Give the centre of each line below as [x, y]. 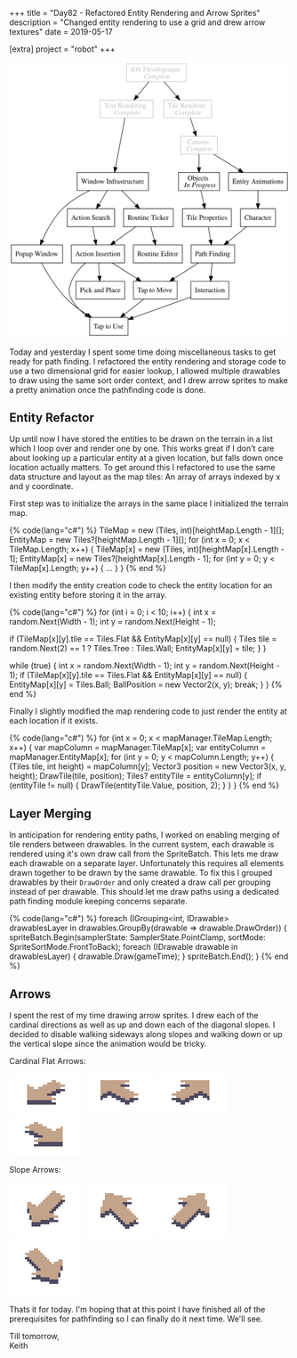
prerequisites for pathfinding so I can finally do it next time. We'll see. [136, 1319]
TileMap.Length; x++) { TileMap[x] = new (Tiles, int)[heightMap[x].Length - [147, 549]
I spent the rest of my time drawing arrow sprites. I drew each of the [134, 1016]
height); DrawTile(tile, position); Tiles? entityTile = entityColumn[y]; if [136, 776]
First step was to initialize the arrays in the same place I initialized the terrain [149, 503]
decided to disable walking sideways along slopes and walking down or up [146, 1035]
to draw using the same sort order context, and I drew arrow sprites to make [149, 380]
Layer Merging [50, 813]
